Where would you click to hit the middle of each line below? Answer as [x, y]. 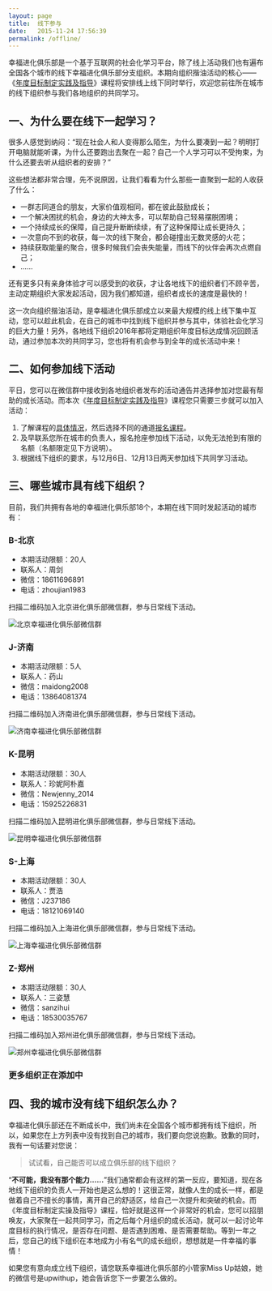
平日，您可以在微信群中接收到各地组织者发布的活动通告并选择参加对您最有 [132, 390]
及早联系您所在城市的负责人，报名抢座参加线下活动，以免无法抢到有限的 [140, 438]
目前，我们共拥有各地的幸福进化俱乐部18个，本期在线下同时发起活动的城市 [133, 507]
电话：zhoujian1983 [53, 589]
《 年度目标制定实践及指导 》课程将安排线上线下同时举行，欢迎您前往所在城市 [136, 83]
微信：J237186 [45, 900]
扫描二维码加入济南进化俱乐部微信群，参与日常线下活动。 [104, 714]
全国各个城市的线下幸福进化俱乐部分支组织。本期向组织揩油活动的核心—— [132, 73]
